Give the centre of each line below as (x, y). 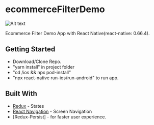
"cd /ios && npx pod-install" (42, 72)
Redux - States (28, 106)
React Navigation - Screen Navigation (52, 111)
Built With (21, 94)
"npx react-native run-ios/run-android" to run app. (66, 78)
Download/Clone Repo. (37, 61)
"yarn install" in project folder (44, 67)
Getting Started (30, 49)
